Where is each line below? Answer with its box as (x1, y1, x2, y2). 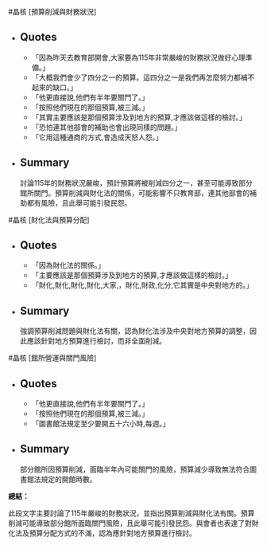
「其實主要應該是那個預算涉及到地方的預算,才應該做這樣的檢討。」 (31, 112, 246, 122)
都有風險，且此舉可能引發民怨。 (26, 198, 132, 207)
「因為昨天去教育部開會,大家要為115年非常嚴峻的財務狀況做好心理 (31, 53, 246, 62)
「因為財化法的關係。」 (31, 261, 106, 270)
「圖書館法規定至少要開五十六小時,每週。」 (31, 419, 170, 429)
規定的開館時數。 (41, 474, 97, 484)
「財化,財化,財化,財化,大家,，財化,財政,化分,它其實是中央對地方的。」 (31, 280, 253, 290)
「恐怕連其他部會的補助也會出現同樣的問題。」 (31, 122, 182, 131)
